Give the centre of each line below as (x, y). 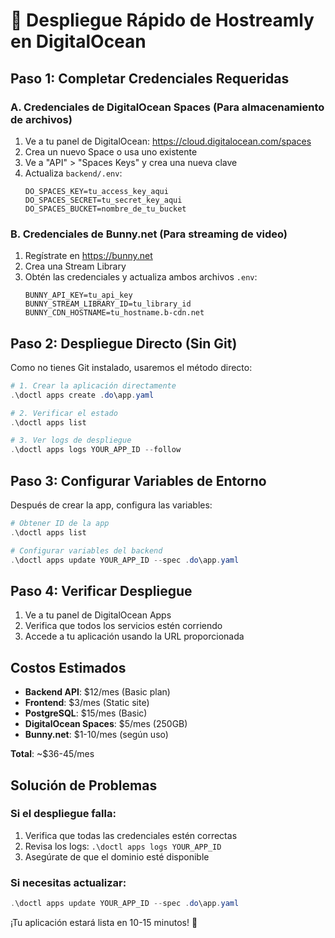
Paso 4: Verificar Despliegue (101, 590)
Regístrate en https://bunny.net (88, 256)
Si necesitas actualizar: (68, 882)
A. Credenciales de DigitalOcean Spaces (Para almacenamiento (167, 107)
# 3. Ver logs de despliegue (71, 440)
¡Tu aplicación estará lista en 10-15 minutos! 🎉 (104, 923)
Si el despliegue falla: (63, 814)
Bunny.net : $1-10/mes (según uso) (96, 735)
